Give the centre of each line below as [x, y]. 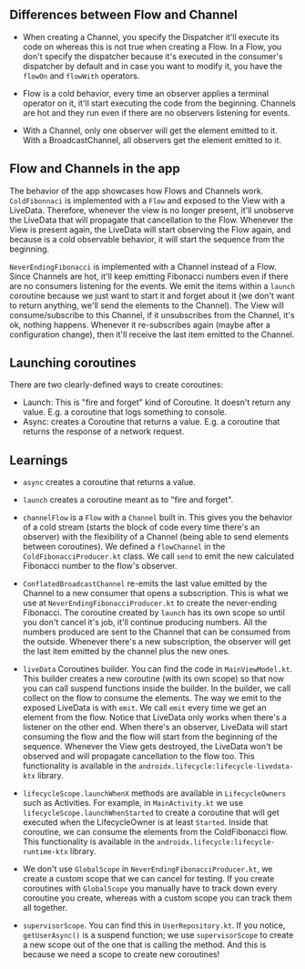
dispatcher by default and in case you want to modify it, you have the [152, 66]
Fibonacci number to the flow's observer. [100, 566]
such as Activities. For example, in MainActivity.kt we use [133, 803]
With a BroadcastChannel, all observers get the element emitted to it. [152, 139]
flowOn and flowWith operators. [81, 76]
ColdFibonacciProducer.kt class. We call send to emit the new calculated [158, 556]
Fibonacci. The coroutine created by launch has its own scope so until [153, 613]
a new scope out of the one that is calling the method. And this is [144, 945]
